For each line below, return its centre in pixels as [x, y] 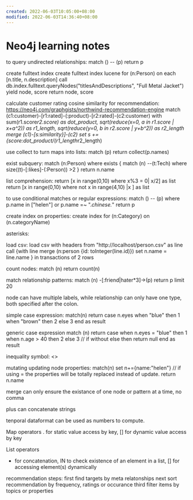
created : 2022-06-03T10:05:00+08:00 [50, 11]
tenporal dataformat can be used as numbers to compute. [76, 421]
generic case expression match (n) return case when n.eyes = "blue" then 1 [97, 333]
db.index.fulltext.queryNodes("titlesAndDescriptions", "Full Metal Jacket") [95, 86]
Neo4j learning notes [58, 46]
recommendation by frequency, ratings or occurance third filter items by [93, 485]
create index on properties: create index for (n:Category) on [78, 216]
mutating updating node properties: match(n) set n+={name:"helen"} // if [94, 368]
